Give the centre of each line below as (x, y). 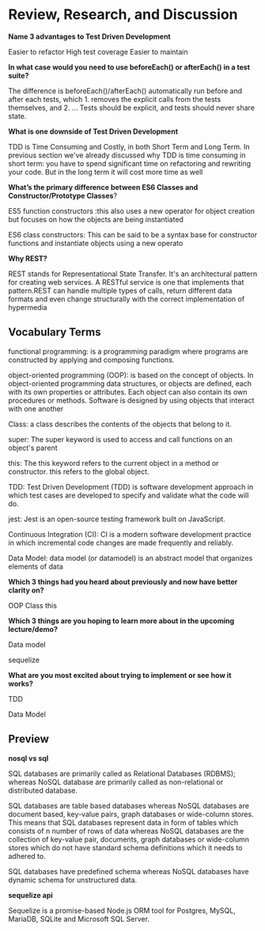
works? (21, 683)
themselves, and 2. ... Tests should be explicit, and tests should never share (132, 108)
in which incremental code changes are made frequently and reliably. (121, 543)
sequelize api (30, 895)
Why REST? (28, 258)
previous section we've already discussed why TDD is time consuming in (127, 155)
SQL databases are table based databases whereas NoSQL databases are (129, 805)
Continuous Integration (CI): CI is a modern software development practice (130, 534)
